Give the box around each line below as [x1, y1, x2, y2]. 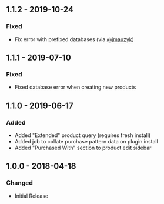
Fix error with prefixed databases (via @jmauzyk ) [14, 35, 134, 43]
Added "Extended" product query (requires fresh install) [14, 132, 151, 139]
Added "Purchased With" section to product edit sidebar [14, 144, 152, 152]
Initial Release [14, 192, 49, 199]
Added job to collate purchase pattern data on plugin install [14, 138, 159, 145]
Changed [6, 179, 34, 187]
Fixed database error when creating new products [14, 83, 136, 91]
